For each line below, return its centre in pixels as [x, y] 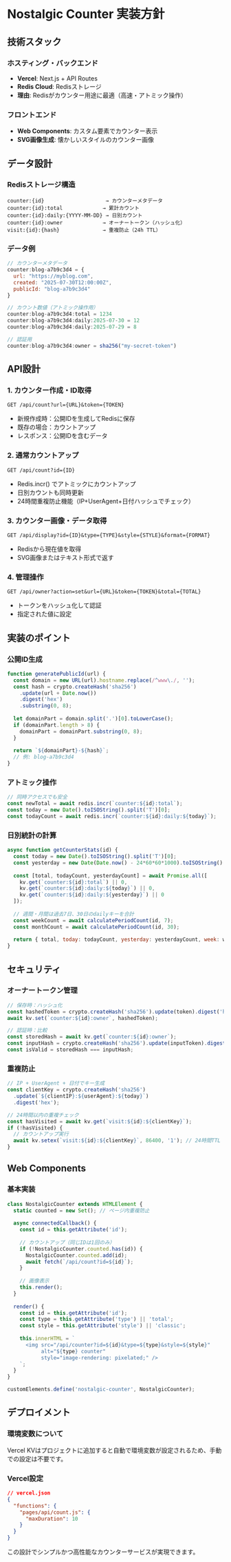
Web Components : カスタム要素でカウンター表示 [87, 131]
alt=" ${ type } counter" [74, 1351]
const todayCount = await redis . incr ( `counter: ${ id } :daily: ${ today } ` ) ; [112, 816]
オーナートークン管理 [42, 990]
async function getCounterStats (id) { [63, 850]
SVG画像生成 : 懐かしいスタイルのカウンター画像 [86, 140]
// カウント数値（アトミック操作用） [53, 308]
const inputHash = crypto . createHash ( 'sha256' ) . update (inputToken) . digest [117, 1043]
